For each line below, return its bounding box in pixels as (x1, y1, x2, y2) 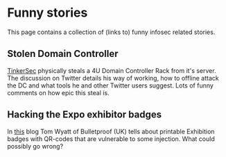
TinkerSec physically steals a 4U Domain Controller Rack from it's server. (7, 66, 216, 74)
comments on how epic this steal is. (7, 88, 110, 97)
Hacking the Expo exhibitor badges (7, 109, 162, 121)
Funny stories (7, 5, 88, 21)
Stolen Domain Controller (7, 48, 119, 60)
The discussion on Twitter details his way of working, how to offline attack (7, 74, 220, 82)
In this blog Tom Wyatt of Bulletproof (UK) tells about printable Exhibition (7, 127, 215, 135)
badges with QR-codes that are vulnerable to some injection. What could (7, 134, 215, 143)
